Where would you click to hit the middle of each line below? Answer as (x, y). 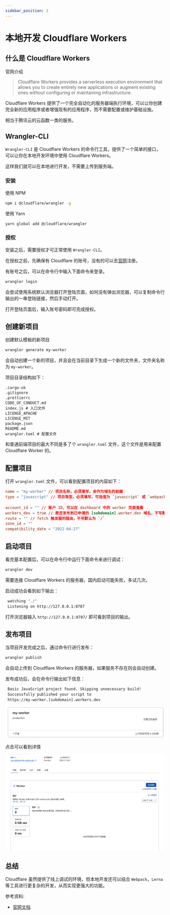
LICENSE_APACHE (21, 414)
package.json (19, 424)
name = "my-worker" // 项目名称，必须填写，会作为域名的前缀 (64, 492)
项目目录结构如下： (25, 377)
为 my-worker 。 (21, 367)
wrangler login (21, 281)
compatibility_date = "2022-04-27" (43, 529)
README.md (16, 429)
